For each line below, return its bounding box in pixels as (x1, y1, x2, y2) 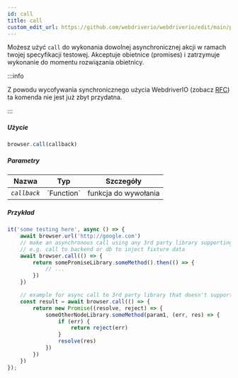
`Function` (47, 189, 81, 199)
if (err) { (57, 318, 91, 325)
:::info (7, 72, 24, 80)
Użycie (7, 123, 28, 131)
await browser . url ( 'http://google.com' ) (20, 233, 141, 240)
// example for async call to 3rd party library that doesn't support (20, 291, 233, 299)
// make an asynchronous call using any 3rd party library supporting (20, 239, 233, 246)
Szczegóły (105, 177, 142, 187)
